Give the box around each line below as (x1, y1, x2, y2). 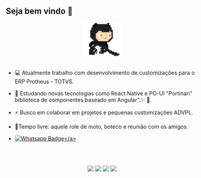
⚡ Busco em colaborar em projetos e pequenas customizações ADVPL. (14, 108, 194, 116)
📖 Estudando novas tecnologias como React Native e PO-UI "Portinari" (14, 89, 193, 97)
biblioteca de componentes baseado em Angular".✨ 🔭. (14, 96, 152, 103)
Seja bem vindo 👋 (5, 6, 73, 17)
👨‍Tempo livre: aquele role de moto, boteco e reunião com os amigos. (14, 123, 189, 130)
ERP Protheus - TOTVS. (14, 78, 75, 85)
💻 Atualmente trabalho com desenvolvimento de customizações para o (14, 69, 195, 76)
